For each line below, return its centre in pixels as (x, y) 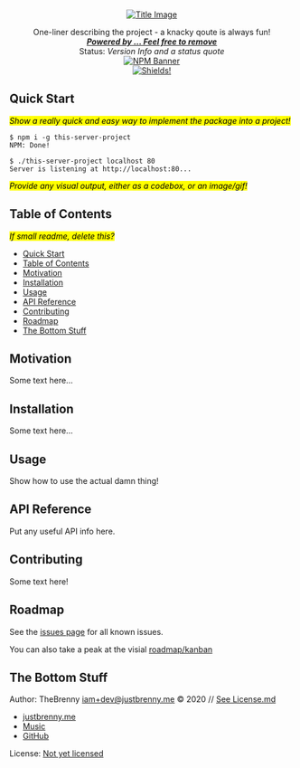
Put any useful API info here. (62, 531)
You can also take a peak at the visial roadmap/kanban (111, 649)
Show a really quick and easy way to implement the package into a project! (150, 120)
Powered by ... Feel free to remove (152, 42)
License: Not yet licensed (56, 754)
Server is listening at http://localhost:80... (101, 169)
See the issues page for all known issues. (87, 631)
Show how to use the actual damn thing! (84, 481)
